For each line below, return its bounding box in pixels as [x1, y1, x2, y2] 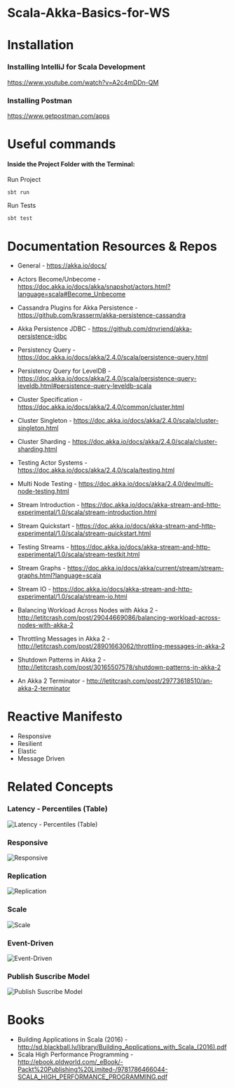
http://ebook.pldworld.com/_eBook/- [17, 1058, 124, 1066]
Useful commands [7, 136, 116, 152]
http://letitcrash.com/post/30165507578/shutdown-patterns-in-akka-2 [17, 663, 221, 671]
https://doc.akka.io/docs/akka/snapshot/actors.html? [17, 282, 171, 291]
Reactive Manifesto [7, 709, 123, 725]
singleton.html [17, 424, 59, 433]
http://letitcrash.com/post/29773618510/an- [86, 676, 213, 686]
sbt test [7, 215, 33, 222]
